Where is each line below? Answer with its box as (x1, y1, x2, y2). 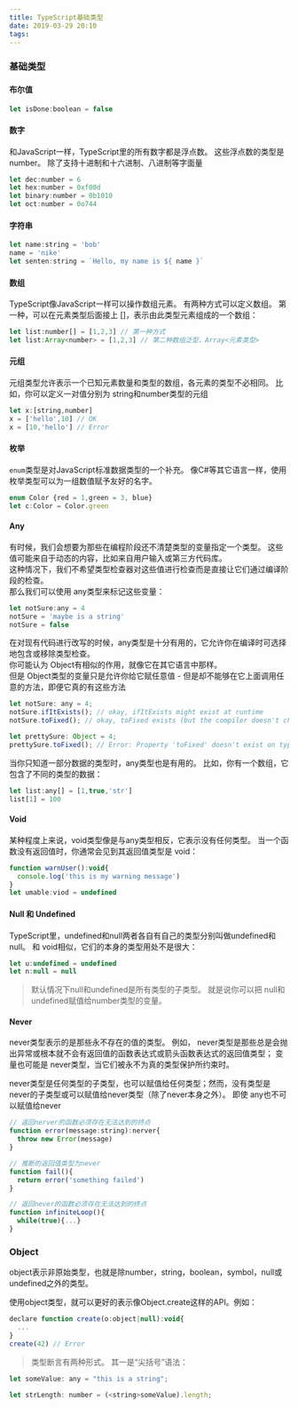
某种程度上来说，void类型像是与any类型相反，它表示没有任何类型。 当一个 (9, 834, 281, 845)
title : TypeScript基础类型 (9, 12, 104, 22)
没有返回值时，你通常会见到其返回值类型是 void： (16, 846, 198, 856)
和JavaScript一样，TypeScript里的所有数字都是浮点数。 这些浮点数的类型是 (9, 146, 285, 156)
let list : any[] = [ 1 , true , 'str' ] (9, 786, 133, 795)
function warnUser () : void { (9, 863, 109, 872)
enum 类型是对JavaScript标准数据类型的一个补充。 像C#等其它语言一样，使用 (9, 464, 286, 475)
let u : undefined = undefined (9, 959, 117, 968)
